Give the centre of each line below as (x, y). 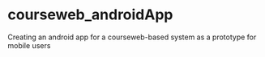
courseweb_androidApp (90, 15)
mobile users (29, 45)
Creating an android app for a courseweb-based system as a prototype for (132, 37)
